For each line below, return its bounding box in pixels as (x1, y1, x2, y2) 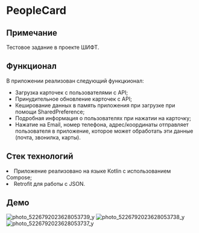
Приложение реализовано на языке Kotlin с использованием (14, 167, 171, 174)
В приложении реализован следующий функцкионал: (6, 77, 144, 85)
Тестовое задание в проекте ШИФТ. (6, 43, 99, 51)
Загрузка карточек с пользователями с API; (14, 89, 128, 96)
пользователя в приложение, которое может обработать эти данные (14, 127, 194, 135)
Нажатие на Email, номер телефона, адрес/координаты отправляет (14, 121, 189, 128)
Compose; (6, 173, 32, 181)
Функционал (6, 61, 57, 71)
